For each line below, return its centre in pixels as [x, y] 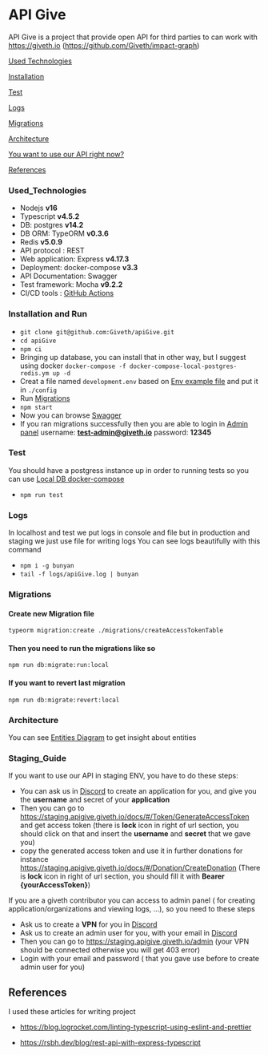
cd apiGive [38, 341]
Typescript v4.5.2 [50, 216]
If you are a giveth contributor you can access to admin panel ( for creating [132, 900]
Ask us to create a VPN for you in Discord [88, 924]
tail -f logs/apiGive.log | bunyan [79, 575]
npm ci [31, 349]
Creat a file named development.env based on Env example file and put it [139, 381]
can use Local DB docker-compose [66, 479]
